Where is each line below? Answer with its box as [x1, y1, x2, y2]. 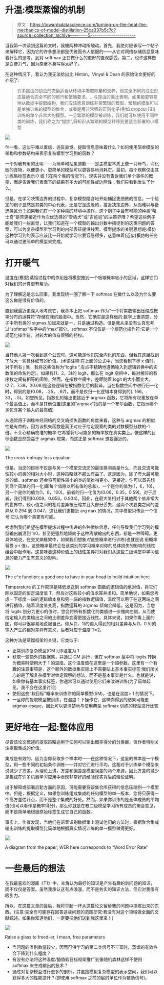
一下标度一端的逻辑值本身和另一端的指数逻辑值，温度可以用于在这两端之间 [9, 596, 159, 602]
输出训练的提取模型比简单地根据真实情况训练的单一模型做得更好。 [5, 825, 138, 831]
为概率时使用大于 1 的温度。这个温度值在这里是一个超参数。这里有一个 [12, 660, 154, 665]
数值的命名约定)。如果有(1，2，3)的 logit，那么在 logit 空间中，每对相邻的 [5, 370, 153, 376]
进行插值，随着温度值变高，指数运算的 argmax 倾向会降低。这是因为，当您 [5, 602, 155, 608]
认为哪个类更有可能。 [15, 514, 58, 519]
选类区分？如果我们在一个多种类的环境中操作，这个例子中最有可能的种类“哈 [5, 208, 157, 214]
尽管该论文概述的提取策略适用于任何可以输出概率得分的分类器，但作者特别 [5, 739, 155, 745]
